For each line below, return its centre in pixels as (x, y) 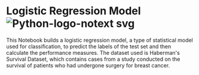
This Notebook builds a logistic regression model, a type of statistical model (99, 40)
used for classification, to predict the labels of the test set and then (89, 46)
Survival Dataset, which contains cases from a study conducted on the (93, 59)
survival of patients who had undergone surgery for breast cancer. (88, 65)
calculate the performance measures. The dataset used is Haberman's (93, 52)
